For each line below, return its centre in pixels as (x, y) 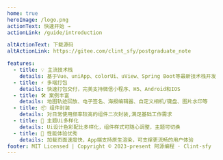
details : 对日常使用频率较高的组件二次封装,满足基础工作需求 (96, 115)
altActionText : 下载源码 (40, 45)
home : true (23, 13)
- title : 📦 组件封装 (42, 108)
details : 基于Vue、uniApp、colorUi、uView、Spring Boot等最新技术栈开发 (118, 76)
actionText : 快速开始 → (39, 26)
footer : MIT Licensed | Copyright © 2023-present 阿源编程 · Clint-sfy (109, 146)
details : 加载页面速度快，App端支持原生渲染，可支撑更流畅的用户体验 (106, 140)
